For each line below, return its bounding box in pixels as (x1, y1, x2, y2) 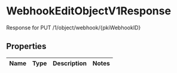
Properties (6, 41, 47, 51)
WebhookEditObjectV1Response (6, 4, 172, 18)
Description (53, 59, 87, 67)
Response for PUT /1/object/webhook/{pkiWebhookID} (6, 24, 141, 31)
